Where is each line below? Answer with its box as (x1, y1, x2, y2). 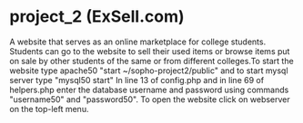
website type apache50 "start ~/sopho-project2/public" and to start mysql (9, 65, 288, 76)
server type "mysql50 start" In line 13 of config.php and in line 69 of (9, 74, 265, 85)
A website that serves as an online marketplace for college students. (9, 36, 267, 47)
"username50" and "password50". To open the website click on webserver (9, 93, 291, 105)
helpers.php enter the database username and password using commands (9, 84, 289, 95)
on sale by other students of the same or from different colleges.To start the (9, 55, 294, 66)
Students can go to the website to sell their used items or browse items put (9, 45, 290, 56)
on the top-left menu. (9, 103, 89, 114)
